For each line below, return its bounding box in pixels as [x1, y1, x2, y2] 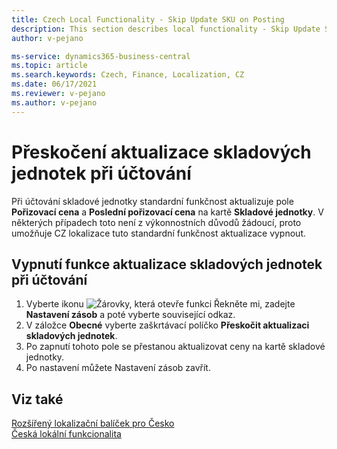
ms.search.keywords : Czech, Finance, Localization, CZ [11, 70, 245, 80]
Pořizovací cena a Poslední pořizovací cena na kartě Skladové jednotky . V [11, 206, 324, 218]
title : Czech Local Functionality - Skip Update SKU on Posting [11, 14, 285, 25]
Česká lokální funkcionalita [11, 428, 122, 440]
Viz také [11, 391, 64, 408]
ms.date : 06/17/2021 [11, 79, 98, 90]
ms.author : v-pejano [11, 97, 98, 108]
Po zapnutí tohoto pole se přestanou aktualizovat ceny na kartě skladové [25, 341, 326, 353]
